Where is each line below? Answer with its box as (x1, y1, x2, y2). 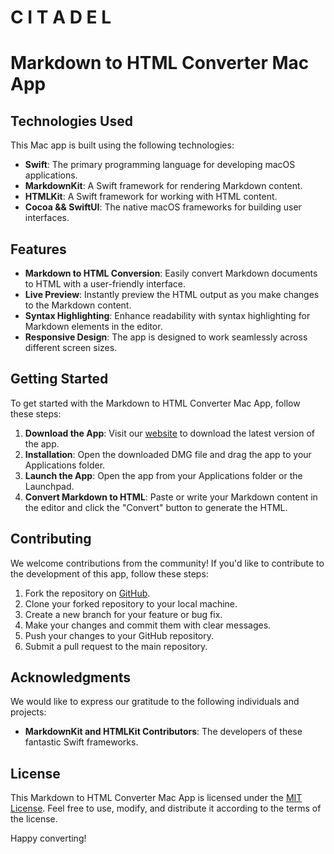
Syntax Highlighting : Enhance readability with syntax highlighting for (24, 310, 311, 321)
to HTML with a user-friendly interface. (24, 278, 186, 290)
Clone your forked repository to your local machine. (24, 597, 238, 610)
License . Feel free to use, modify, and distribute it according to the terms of (10, 802, 322, 815)
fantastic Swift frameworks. (24, 736, 139, 748)
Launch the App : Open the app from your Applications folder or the (24, 469, 303, 481)
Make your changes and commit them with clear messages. (24, 619, 272, 631)
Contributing (10, 531, 92, 548)
